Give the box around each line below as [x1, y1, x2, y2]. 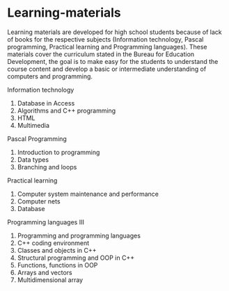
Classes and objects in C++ [17, 246, 97, 254]
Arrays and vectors [17, 268, 72, 276]
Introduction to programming [17, 148, 100, 156]
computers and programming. [7, 72, 93, 81]
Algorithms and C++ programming [17, 106, 116, 115]
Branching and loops [17, 163, 77, 171]
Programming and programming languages [17, 231, 141, 240]
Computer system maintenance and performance [17, 190, 159, 198]
